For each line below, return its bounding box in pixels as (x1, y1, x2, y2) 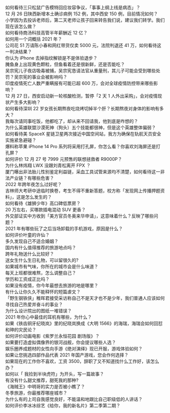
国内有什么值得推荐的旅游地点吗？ (5, 245, 76, 250)
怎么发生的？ (25, 194, 52, 200)
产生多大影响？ (9, 99, 41, 105)
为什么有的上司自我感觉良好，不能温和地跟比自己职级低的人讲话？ (5, 396, 143, 402)
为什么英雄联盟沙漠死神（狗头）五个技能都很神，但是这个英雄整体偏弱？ (5, 124, 156, 130)
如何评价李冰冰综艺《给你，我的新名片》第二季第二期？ (5, 402, 120, 408)
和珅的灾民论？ (5, 327, 36, 333)
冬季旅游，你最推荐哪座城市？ (5, 390, 67, 396)
